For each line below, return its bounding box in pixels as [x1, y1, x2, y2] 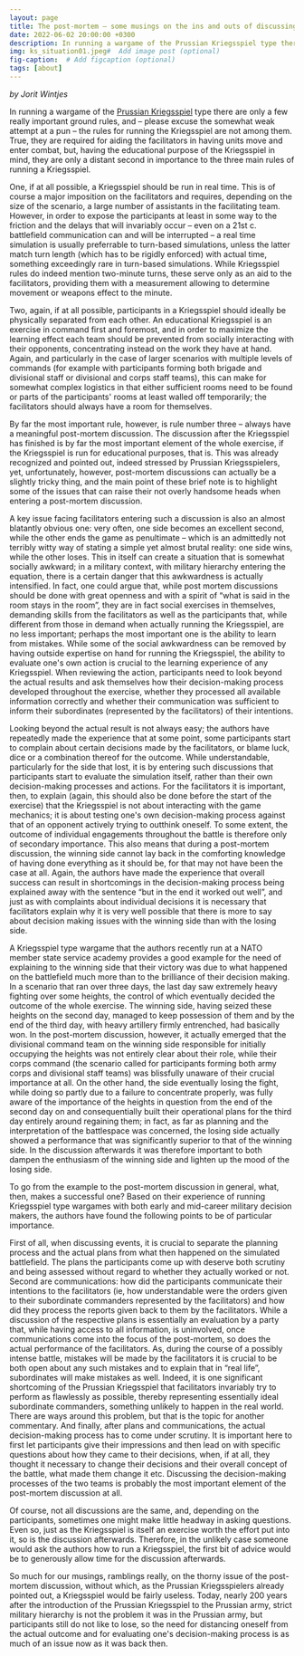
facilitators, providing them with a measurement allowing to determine [9, 277, 271, 288]
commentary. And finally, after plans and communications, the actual [9, 1420, 266, 1431]
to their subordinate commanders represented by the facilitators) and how [9, 1295, 285, 1306]
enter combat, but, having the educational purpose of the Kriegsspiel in [9, 144, 276, 155]
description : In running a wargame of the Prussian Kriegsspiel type [9, 38, 278, 48]
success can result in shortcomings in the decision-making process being [9, 876, 285, 887]
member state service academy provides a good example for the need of [9, 952, 282, 962]
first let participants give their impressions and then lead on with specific [9, 1439, 280, 1450]
